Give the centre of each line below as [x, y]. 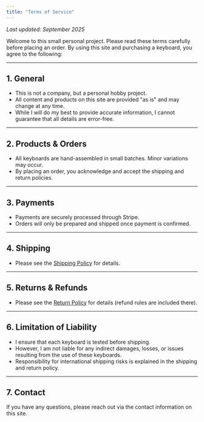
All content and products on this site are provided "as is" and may [97, 100]
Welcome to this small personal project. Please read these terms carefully [98, 41]
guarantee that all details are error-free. [64, 119]
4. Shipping [28, 249]
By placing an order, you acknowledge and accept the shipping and [99, 171]
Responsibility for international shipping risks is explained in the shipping [106, 361]
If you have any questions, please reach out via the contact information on [99, 407]
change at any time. [40, 106]
